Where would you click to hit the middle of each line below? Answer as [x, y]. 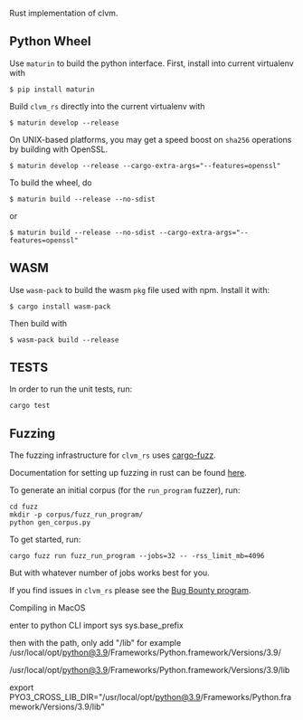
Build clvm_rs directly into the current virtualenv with [107, 106]
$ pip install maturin [52, 90]
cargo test [30, 406]
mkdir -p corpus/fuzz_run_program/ [76, 515]
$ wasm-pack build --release [64, 340]
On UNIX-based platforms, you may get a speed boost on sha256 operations [151, 139]
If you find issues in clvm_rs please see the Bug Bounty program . [130, 591]
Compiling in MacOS [47, 608]
